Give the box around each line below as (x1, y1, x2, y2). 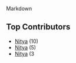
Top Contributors (6, 22, 71, 32)
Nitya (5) (14, 44, 37, 51)
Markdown (6, 5, 32, 12)
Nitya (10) (14, 38, 38, 45)
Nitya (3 (14, 50, 34, 57)
